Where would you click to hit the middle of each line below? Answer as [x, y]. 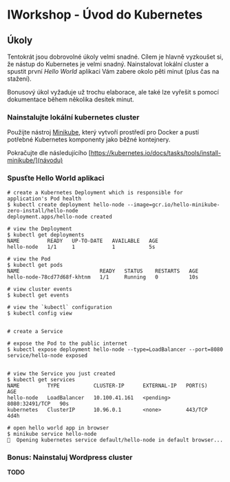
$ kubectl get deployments [46, 234]
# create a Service [35, 331]
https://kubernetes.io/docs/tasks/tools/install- [156, 153]
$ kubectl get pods [35, 265]
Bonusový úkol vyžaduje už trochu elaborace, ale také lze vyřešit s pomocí [113, 92]
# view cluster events [40, 289]
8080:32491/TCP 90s [38, 403]
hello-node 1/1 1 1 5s [81, 247]
